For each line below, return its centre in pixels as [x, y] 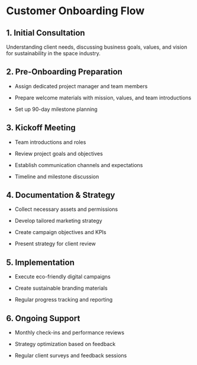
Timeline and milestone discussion [57, 177]
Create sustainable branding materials [61, 288]
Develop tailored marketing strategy [58, 221]
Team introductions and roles [50, 142]
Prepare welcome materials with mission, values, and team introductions [103, 97]
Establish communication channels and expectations [79, 165]
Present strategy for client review [55, 244]
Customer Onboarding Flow [75, 11]
